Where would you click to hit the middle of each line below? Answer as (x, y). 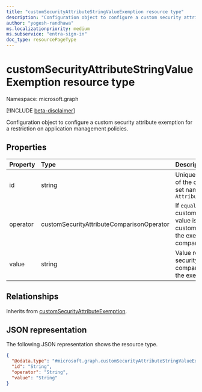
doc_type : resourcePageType (41, 40)
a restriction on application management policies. (67, 128)
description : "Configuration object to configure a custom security (94, 17)
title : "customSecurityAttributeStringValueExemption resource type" (95, 12)
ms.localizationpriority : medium (48, 29)
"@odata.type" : (31, 361)
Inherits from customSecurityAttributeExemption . (67, 311)
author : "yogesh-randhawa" (40, 23)
